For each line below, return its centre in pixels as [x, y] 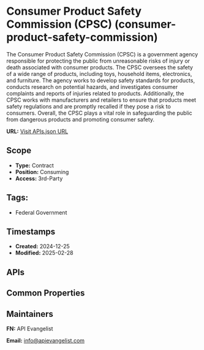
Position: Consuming [42, 172]
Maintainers [30, 314]
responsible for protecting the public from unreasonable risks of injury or [98, 61]
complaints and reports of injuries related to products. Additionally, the [95, 93]
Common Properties [46, 293]
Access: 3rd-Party [39, 178]
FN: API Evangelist [30, 329]
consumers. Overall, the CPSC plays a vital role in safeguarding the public [100, 113]
